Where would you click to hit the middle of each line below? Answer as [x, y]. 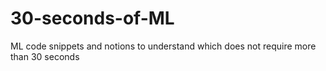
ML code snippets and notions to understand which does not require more [163, 46]
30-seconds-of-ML [92, 18]
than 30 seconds [45, 56]
